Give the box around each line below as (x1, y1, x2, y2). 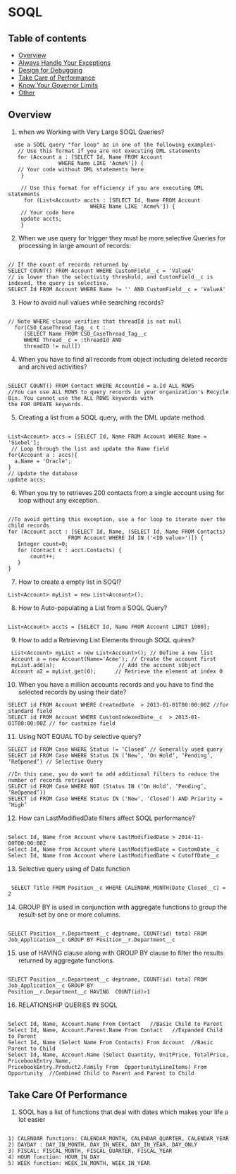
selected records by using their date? (18, 687, 127, 696)
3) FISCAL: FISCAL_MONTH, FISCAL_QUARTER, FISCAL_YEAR (8, 1147, 173, 1154)
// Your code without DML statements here (17, 166, 144, 173)
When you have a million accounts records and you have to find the (18, 680, 214, 688)
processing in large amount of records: (18, 241, 132, 250)
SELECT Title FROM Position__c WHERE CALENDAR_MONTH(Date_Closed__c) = (11, 884, 226, 891)
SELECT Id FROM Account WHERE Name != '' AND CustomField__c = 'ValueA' (8, 286, 226, 293)
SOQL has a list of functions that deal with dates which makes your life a (18, 1108, 228, 1116)
